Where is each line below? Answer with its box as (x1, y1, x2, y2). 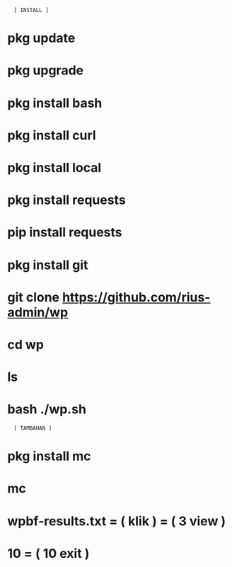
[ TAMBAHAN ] (13, 425, 52, 432)
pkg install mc (7, 448, 91, 464)
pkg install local (7, 159, 102, 176)
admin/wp (7, 304, 69, 320)
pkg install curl (7, 127, 97, 143)
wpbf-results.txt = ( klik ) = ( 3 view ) (7, 513, 226, 529)
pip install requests (7, 224, 122, 241)
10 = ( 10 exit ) (7, 545, 90, 561)
